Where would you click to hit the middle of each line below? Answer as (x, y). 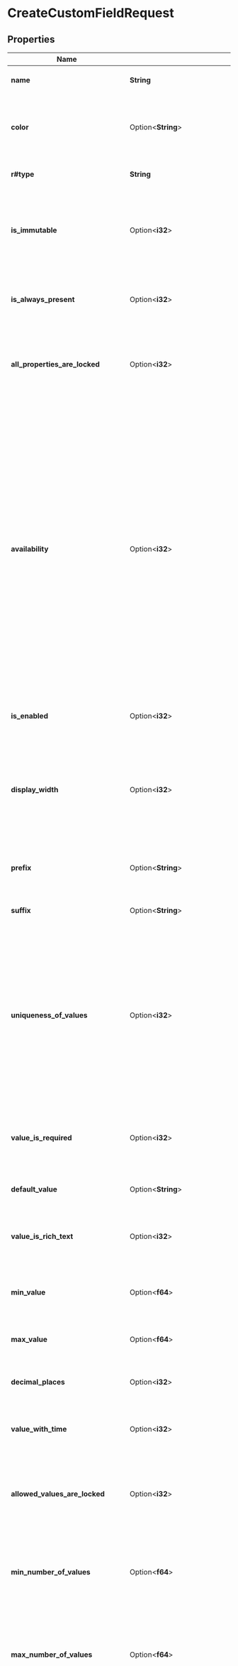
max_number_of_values (52, 1655)
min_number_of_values (51, 1572)
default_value (34, 1189)
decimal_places (38, 1382)
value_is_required (41, 1138)
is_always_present (43, 299)
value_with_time (39, 1429)
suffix (21, 910)
